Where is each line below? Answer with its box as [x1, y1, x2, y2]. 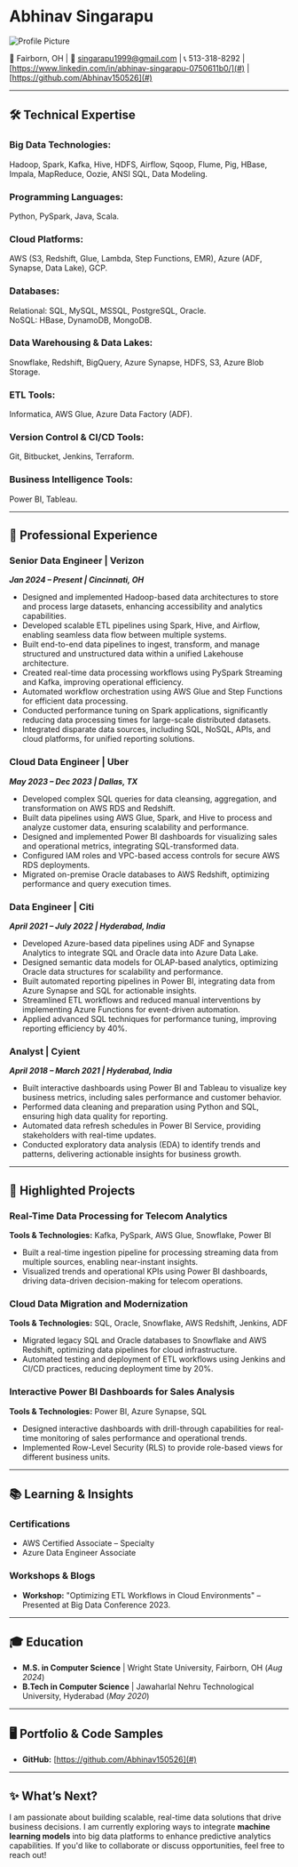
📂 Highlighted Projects [9, 1183, 136, 1198]
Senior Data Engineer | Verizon [9, 554, 145, 567]
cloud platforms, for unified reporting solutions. [21, 734, 195, 744]
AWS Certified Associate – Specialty [21, 1538, 155, 1549]
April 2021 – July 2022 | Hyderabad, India [9, 921, 166, 931]
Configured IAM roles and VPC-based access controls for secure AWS [21, 849, 280, 860]
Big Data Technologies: [9, 139, 112, 151]
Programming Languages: [9, 190, 124, 203]
